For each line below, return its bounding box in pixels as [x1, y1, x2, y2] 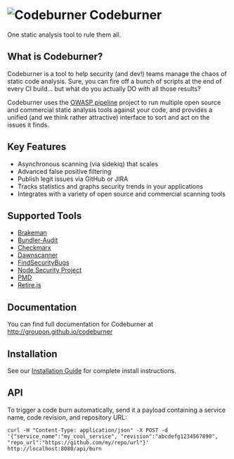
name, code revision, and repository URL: [7, 413, 128, 422]
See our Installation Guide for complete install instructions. [7, 367, 177, 375]
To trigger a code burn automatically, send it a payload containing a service [7, 405, 226, 414]
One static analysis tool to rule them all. [7, 30, 122, 39]
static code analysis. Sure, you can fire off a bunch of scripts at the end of [7, 77, 223, 85]
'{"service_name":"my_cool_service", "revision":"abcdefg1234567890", [7, 433, 219, 440]
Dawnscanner [17, 251, 58, 260]
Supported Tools [7, 210, 82, 222]
